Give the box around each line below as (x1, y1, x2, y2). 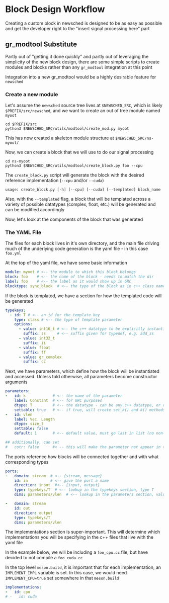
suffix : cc (23, 359, 46, 364)
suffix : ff (23, 350, 46, 355)
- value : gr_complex (18, 355, 62, 360)
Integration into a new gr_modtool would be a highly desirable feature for (5, 74, 156, 80)
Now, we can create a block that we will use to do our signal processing (5, 149, 154, 155)
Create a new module (5, 91, 58, 98)
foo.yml (5, 251, 22, 256)
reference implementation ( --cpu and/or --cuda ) (5, 178, 104, 184)
